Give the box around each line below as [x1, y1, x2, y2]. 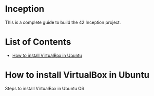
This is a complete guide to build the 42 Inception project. [5, 19, 121, 25]
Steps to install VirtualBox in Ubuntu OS [5, 85, 84, 91]
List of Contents [5, 36, 72, 48]
